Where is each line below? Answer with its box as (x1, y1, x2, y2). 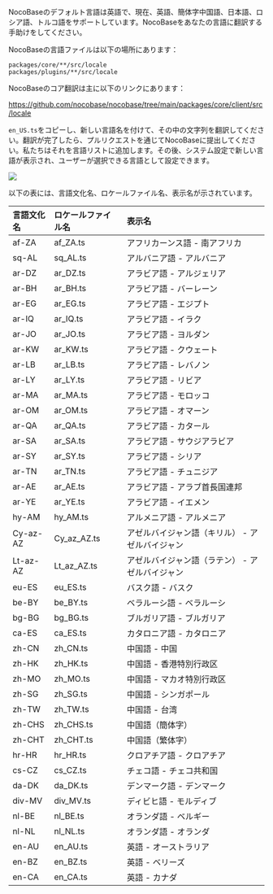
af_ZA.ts (54, 237, 85, 248)
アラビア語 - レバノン (127, 360, 210, 370)
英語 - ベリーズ (127, 857, 185, 868)
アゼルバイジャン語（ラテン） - (127, 555, 248, 565)
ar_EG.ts (54, 298, 86, 309)
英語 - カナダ (127, 872, 178, 883)
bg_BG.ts (54, 613, 89, 623)
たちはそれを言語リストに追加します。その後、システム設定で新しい (29, 146, 258, 155)
